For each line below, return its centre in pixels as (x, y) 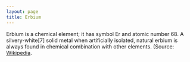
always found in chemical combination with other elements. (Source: (90, 46)
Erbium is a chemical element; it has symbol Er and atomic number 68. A (95, 34)
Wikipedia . (19, 53)
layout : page (22, 12)
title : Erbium (24, 17)
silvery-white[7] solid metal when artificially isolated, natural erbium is (92, 40)
